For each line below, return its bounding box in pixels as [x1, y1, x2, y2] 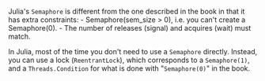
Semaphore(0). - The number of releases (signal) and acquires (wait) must [8, 24, 252, 32]
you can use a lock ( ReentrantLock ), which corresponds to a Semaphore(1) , [8, 55, 251, 64]
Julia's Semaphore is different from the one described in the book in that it [8, 7, 245, 16]
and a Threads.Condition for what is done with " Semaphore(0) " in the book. [8, 64, 251, 73]
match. [8, 31, 31, 41]
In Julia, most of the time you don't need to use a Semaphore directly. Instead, [8, 47, 258, 56]
